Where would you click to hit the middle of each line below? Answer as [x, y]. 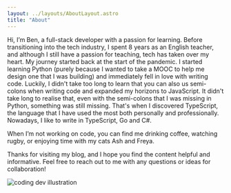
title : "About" [29, 20]
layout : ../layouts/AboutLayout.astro [63, 13]
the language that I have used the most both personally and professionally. [113, 113]
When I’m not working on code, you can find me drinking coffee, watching [112, 133]
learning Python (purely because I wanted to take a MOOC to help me [106, 69]
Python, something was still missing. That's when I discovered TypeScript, [113, 105]
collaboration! [27, 169]
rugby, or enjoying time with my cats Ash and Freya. [81, 141]
